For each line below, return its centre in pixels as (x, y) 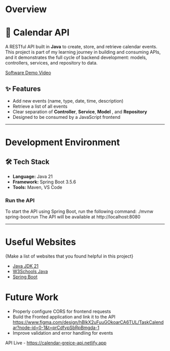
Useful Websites (41, 242)
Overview (26, 9)
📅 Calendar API (37, 33)
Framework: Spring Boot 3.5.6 (44, 182)
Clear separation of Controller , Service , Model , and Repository (80, 111)
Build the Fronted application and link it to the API (64, 317)
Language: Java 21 (33, 176)
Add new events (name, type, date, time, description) (68, 101)
